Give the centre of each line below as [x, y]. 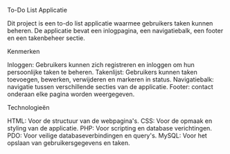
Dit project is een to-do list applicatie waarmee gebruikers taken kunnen [110, 23]
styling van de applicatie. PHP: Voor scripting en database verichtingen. [110, 128]
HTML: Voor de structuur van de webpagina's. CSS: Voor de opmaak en [110, 121]
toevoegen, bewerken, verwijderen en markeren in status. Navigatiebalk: [110, 79]
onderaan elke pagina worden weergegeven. [71, 94]
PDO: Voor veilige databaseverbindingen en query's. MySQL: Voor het [107, 135]
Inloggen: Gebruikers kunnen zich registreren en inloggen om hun [101, 65]
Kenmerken [24, 51]
